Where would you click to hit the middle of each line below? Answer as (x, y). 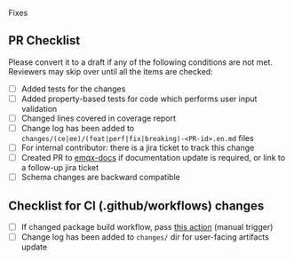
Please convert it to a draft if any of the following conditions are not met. (140, 62)
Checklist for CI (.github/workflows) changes (136, 206)
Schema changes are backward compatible (101, 178)
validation (39, 108)
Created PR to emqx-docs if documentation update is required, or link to (153, 158)
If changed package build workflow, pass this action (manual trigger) (147, 227)
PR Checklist (44, 40)
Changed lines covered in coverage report (99, 118)
